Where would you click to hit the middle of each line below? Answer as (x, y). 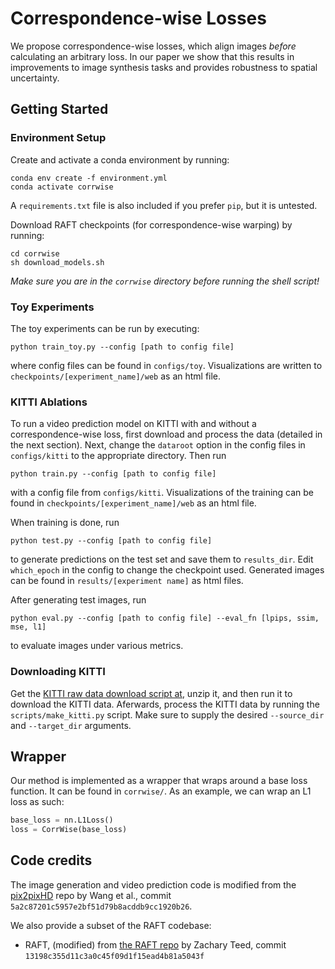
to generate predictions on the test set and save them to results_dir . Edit (162, 559)
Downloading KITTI (58, 672)
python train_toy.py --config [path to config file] (122, 347)
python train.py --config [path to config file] (113, 474)
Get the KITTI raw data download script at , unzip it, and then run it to (151, 693)
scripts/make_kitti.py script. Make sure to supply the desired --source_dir (167, 714)
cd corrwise (35, 253)
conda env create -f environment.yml (89, 178)
